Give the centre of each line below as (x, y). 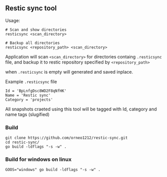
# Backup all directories (32, 43)
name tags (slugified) (27, 114)
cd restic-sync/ (22, 142)
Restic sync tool (31, 8)
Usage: (13, 20)
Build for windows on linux (38, 159)
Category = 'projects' (29, 100)
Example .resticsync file (31, 81)
